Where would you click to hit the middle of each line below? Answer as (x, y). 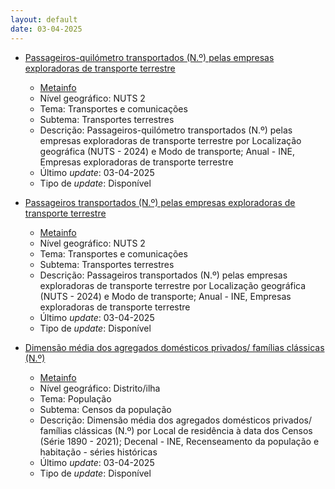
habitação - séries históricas (98, 452)
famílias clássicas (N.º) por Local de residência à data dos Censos (176, 430)
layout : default (44, 19)
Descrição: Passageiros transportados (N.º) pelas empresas (163, 275)
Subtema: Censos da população (105, 409)
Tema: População (75, 398)
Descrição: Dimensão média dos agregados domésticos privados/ (175, 420)
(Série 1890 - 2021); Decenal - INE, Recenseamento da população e (179, 441)
